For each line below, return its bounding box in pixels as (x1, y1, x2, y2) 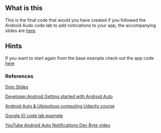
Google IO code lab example (5, 112, 63, 118)
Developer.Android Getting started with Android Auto (5, 93, 113, 99)
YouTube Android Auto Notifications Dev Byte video (5, 122, 110, 128)
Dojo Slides (5, 84, 29, 89)
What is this (5, 4, 43, 12)
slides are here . (5, 27, 37, 34)
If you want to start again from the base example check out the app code (5, 55, 154, 61)
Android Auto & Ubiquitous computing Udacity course (5, 103, 115, 109)
